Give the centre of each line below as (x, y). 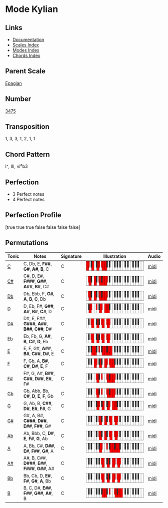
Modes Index (26, 50)
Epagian (14, 83)
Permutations (27, 243)
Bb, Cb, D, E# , (38, 476)
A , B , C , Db (34, 299)
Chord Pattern (27, 154)
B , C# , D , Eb (36, 341)
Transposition (27, 127)
